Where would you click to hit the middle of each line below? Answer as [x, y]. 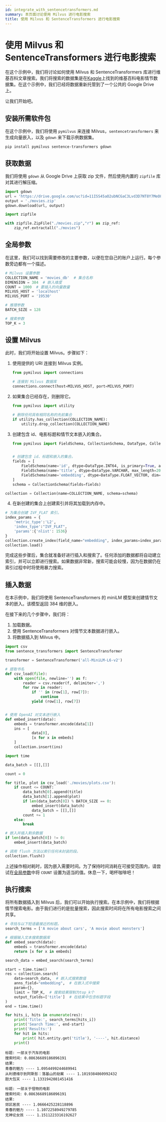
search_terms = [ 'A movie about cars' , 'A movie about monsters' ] [75, 929]
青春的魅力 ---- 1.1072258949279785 [41, 1110]
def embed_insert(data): [31, 719]
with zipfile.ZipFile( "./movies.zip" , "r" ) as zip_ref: [63, 224]
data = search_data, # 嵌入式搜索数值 [50, 979]
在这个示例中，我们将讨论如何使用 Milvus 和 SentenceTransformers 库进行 [81, 72]
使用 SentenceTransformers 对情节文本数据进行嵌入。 [67, 631]
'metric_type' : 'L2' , [35, 522]
